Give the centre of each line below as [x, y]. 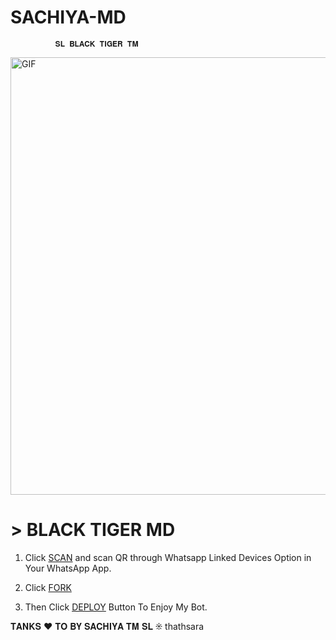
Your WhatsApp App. [68, 568]
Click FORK [48, 587]
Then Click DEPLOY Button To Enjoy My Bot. [116, 607]
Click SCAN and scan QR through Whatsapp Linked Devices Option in [168, 557]
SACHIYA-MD [68, 17]
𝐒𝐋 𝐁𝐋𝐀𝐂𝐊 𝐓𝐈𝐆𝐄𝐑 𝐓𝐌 [96, 44]
